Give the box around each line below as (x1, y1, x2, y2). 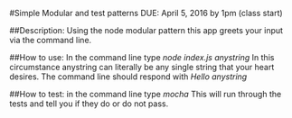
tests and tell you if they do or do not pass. (9, 98, 169, 109)
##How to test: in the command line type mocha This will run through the (9, 89, 282, 99)
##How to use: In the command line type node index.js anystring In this (9, 52, 275, 62)
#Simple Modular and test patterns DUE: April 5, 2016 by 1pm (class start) (9, 8, 283, 18)
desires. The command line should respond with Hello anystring (9, 71, 248, 82)
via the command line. (9, 35, 92, 45)
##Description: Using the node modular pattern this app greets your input (9, 25, 283, 35)
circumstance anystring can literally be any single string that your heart (9, 62, 275, 72)
